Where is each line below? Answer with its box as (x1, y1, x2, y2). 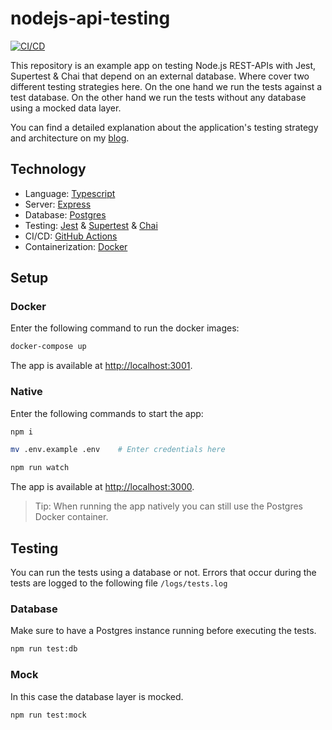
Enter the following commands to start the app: (10, 407, 204, 419)
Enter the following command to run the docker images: (10, 322, 240, 334)
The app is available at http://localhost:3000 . (10, 481, 195, 493)
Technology (10, 161, 87, 178)
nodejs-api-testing (10, 7, 171, 30)
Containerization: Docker (24, 240, 128, 252)
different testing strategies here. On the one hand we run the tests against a (10, 80, 323, 92)
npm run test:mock (10, 710, 87, 720)
